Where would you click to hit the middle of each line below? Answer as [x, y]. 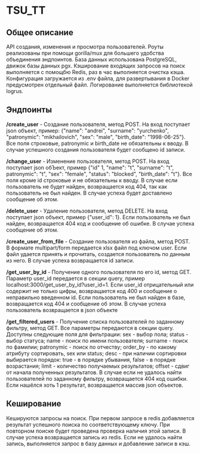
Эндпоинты [29, 110]
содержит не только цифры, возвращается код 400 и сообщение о [92, 291]
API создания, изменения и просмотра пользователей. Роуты [85, 47]
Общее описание [40, 33]
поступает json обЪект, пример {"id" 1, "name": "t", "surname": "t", [90, 167]
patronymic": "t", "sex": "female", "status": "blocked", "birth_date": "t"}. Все [99, 174]
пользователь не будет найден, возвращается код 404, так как [87, 186]
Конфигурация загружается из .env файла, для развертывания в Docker [98, 78]
